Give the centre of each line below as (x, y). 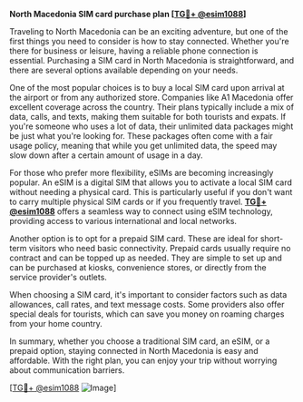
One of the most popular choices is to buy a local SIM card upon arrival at (147, 88)
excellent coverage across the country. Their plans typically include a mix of (152, 107)
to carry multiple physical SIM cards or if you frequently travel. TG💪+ (138, 201)
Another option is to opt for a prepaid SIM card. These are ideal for (134, 239)
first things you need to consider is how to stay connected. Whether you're (149, 41)
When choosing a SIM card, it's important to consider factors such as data (148, 294)
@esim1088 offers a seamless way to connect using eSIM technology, (142, 211)
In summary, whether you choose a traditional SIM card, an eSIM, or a (140, 341)
